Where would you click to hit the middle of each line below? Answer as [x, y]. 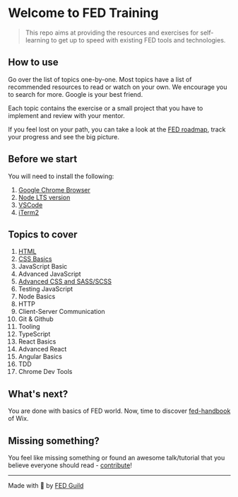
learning [37, 40]
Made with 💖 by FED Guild [46, 485]
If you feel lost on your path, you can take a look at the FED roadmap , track [117, 129]
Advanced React [42, 349]
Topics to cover [43, 234]
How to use [33, 63]
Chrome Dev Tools [45, 372]
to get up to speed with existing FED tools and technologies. [138, 40]
